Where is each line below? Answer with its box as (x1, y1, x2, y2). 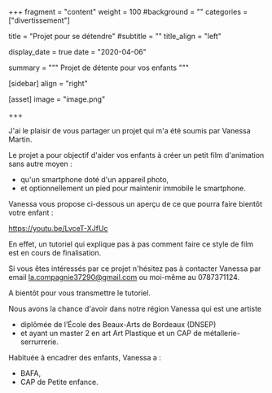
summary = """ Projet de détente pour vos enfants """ (8, 63, 189, 72)
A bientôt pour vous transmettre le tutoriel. (8, 288, 151, 298)
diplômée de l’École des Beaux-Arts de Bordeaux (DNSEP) (20, 320, 217, 329)
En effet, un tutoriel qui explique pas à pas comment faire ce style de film (8, 239, 254, 249)
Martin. (8, 134, 33, 144)
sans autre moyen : (8, 159, 73, 168)
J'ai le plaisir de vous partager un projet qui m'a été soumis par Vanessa (8, 126, 251, 135)
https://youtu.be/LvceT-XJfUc (8, 224, 108, 233)
